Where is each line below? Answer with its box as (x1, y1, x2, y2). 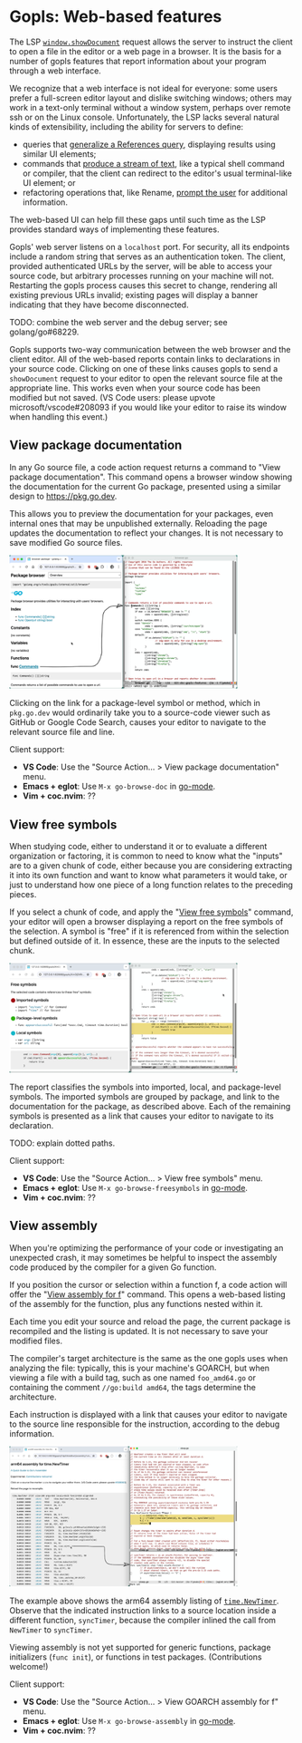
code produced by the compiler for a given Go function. (9, 1262, 217, 1273)
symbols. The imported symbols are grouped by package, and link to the (9, 1090, 280, 1102)
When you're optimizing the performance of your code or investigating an (9, 1242, 284, 1253)
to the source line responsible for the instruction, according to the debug (9, 1419, 280, 1429)
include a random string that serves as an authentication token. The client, (9, 251, 287, 262)
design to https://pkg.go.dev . (9, 490, 118, 501)
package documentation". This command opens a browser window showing (9, 471, 293, 482)
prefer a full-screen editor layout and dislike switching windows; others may (9, 92, 292, 103)
